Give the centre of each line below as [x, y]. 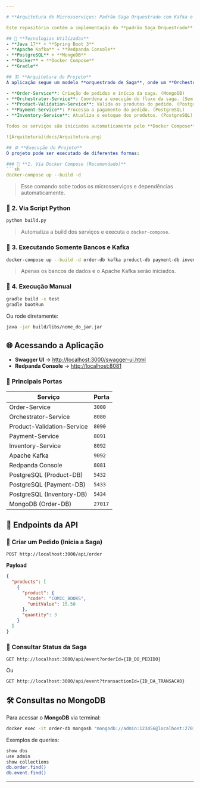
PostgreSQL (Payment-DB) [47, 485]
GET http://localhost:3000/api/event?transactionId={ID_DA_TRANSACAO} [96, 681]
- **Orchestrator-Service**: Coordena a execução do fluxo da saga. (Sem [100, 99]
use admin [18, 756]
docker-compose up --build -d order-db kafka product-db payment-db [93, 260]
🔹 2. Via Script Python [38, 208]
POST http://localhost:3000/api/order [54, 554]
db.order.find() [26, 767]
